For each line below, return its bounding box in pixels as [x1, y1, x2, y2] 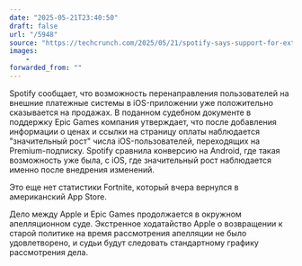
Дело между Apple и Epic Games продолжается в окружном [9, 208, 243, 219]
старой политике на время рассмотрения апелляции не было [9, 227, 247, 238]
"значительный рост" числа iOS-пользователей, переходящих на [9, 136, 261, 146]
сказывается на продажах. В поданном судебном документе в [9, 107, 252, 118]
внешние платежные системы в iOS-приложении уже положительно [9, 97, 274, 108]
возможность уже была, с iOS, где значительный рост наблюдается [9, 155, 272, 165]
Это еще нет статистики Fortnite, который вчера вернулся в [9, 182, 239, 192]
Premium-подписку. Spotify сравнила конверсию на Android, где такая [9, 145, 280, 155]
